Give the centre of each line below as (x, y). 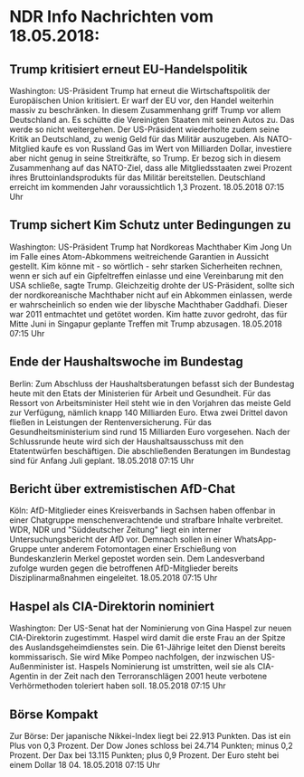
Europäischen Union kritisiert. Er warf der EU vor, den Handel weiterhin (142, 100)
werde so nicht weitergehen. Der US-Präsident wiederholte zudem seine (145, 129)
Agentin (24, 677)
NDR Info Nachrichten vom (112, 17)
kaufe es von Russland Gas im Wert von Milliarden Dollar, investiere (166, 148)
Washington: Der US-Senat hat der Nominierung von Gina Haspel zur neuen (151, 628)
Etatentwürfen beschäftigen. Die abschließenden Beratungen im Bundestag (150, 450)
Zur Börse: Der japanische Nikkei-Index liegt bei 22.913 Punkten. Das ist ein (150, 736)
